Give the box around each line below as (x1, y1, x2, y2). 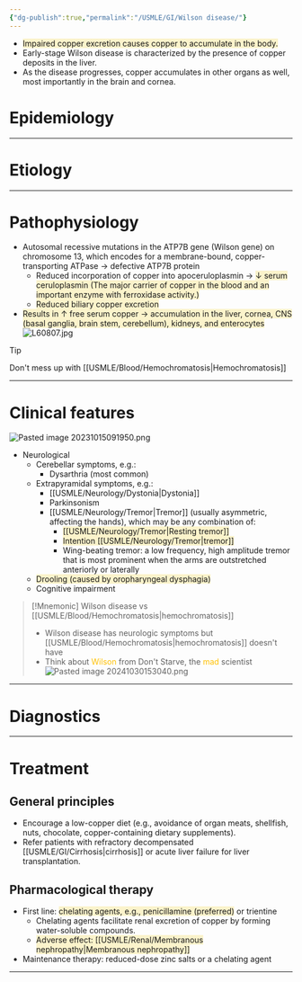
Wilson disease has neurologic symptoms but (44, 628, 214, 638)
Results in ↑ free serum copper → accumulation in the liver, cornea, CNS (22, 308, 293, 319)
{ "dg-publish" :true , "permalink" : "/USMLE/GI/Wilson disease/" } (9, 13, 247, 22)
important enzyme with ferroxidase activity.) (35, 290, 200, 300)
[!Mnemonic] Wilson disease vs (31, 601, 148, 612)
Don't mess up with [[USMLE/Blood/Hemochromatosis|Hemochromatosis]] (9, 362, 287, 373)
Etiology (9, 159, 73, 180)
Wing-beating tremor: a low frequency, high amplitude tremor (62, 545, 290, 556)
